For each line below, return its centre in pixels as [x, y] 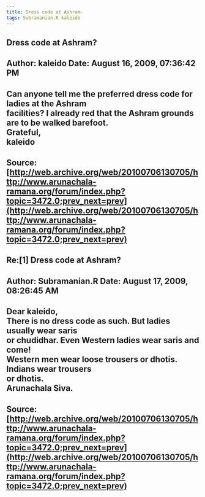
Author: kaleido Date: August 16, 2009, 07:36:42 [101, 64]
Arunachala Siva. [40, 388]
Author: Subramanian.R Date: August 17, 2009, [97, 281]
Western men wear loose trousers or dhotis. [92, 360]
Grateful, [24, 132]
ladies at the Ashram [47, 103]
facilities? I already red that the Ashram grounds [100, 113]
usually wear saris [42, 331]
